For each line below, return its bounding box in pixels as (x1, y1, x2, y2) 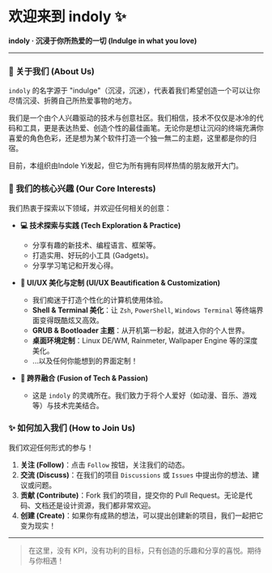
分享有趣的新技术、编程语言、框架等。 (32, 240, 160, 250)
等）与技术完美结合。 (32, 400, 104, 410)
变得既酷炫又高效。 (39, 315, 104, 325)
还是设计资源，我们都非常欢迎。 (48, 500, 155, 510)
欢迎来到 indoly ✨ (8, 7, 127, 26)
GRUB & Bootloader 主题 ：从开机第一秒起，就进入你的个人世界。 (32, 325, 249, 335)
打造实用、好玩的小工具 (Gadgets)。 (32, 250, 154, 260)
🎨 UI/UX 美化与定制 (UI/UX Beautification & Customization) (19, 278, 221, 287)
